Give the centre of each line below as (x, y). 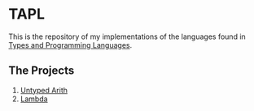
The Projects (42, 71)
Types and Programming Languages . (70, 45)
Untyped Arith (44, 90)
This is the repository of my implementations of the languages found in (127, 36)
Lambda (34, 99)
